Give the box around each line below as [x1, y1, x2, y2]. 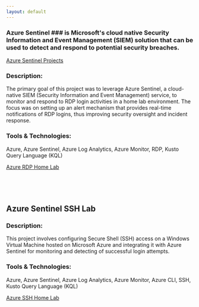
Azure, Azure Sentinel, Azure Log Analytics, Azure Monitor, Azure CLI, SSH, [6, 276, 191, 283]
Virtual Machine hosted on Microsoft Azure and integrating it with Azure [6, 241, 182, 249]
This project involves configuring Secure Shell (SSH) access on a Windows [6, 235, 190, 242]
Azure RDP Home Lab [6, 163, 59, 170]
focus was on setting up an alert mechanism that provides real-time [6, 104, 172, 111]
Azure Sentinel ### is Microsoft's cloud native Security [6, 28, 169, 36]
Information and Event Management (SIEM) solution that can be [6, 36, 194, 44]
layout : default [6, 8, 46, 15]
